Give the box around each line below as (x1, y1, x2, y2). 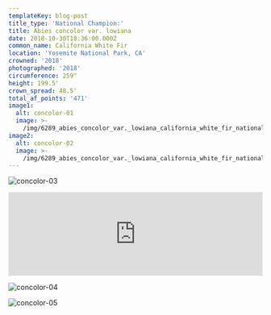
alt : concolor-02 (15, 139, 74, 147)
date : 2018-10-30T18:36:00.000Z (8, 34, 117, 43)
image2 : (8, 131, 35, 139)
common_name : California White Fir (8, 42, 128, 50)
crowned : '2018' (8, 57, 63, 65)
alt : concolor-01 (15, 110, 74, 118)
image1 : (8, 102, 35, 110)
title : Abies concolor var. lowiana (8, 27, 131, 35)
